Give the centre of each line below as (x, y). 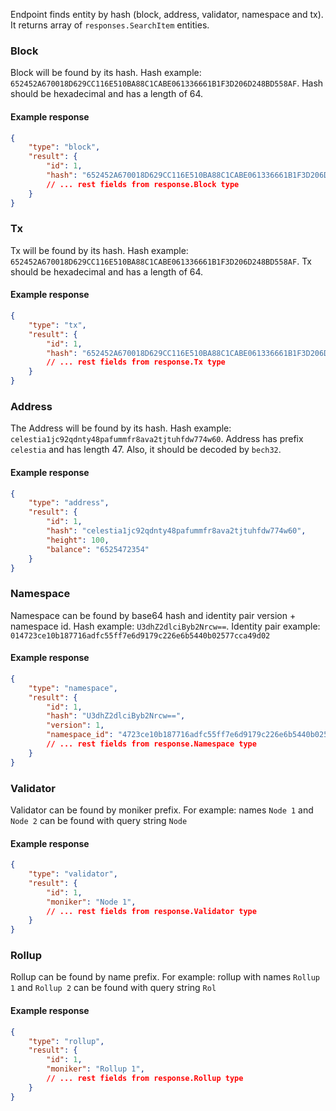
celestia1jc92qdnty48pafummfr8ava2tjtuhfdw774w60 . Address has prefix (157, 439)
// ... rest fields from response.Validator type (151, 911)
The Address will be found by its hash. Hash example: (121, 428)
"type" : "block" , (64, 147)
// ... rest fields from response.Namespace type (151, 744)
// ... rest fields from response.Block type (143, 184)
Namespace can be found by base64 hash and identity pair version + (153, 615)
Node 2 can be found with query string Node (99, 820)
